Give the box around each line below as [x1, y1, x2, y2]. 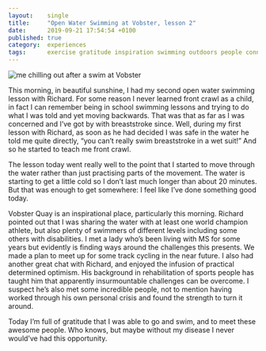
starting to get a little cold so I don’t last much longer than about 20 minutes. [8, 177, 257, 186]
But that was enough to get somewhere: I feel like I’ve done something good [8, 185, 257, 194]
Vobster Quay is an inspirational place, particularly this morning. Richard [8, 209, 244, 218]
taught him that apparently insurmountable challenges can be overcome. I [8, 277, 249, 285]
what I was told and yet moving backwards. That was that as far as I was [8, 111, 245, 120]
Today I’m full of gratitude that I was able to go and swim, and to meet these [8, 317, 256, 326]
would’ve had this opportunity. [8, 334, 108, 343]
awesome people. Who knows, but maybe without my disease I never [8, 326, 235, 334]
